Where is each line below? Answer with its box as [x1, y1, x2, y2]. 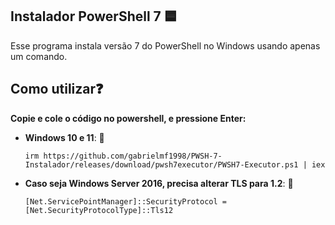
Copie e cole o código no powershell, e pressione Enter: [10, 112, 247, 124]
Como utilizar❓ [10, 81, 104, 98]
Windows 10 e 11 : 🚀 [24, 131, 105, 143]
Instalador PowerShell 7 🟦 [10, 8, 178, 25]
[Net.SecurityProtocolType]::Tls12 [24, 205, 174, 215]
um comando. [10, 50, 68, 62]
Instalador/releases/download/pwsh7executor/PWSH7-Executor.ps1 [24, 159, 299, 170]
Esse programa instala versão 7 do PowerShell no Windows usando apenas [10, 39, 321, 52]
